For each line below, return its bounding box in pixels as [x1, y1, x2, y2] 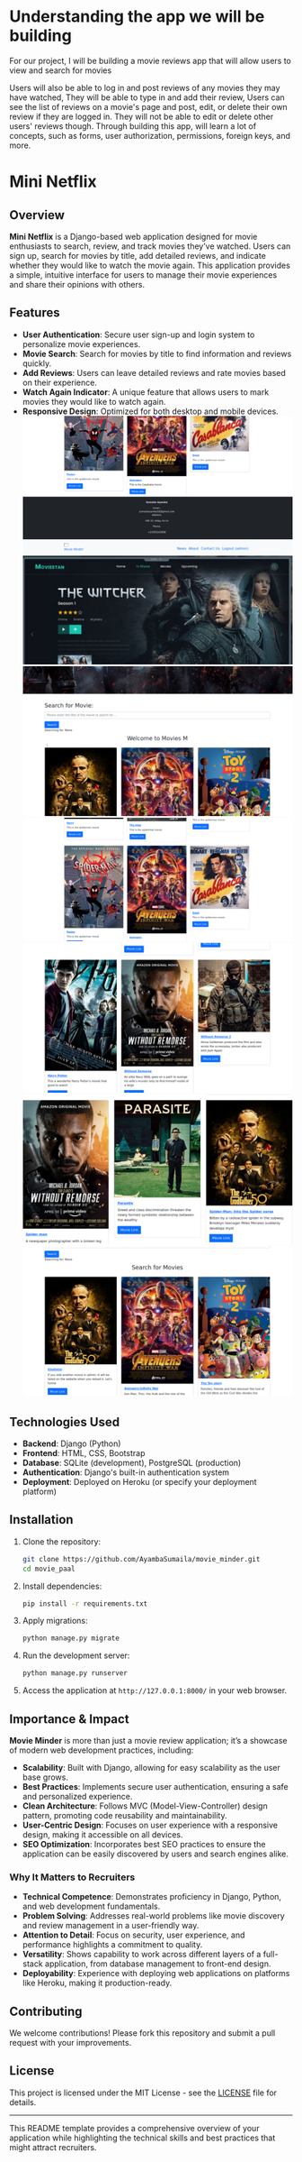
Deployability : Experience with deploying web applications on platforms [22, 1968, 290, 1979]
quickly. [22, 358, 52, 369]
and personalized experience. [22, 1791, 133, 1801]
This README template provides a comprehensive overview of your [9, 2122, 260, 2133]
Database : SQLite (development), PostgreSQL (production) [22, 1457, 242, 1468]
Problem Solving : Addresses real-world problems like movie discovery [22, 1910, 285, 1921]
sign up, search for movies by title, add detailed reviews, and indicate [9, 250, 267, 261]
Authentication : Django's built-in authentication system [22, 1467, 230, 1478]
